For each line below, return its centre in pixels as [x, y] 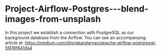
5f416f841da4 [19, 48]
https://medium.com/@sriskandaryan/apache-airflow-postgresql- [91, 42]
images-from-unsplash [53, 19]
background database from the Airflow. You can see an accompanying [75, 38]
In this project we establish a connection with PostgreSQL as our [70, 32]
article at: [15, 42]
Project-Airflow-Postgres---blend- [77, 9]
